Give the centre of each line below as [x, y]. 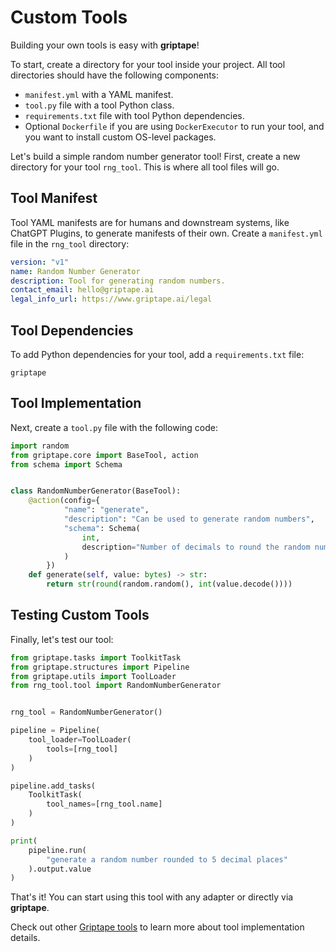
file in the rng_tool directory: [70, 243]
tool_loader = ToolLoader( [80, 740]
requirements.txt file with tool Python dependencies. [134, 115]
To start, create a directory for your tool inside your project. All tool [148, 64]
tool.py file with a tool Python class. [99, 105]
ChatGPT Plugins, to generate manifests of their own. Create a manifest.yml [166, 233]
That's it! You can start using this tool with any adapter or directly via [152, 897]
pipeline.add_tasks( [53, 786]
